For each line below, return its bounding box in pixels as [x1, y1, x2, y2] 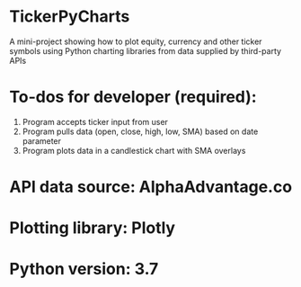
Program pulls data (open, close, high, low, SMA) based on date [22, 126, 259, 137]
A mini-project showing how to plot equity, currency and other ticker [9, 36, 262, 47]
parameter [22, 135, 61, 146]
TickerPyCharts [9, 6, 130, 27]
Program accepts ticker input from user [22, 116, 169, 127]
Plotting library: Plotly [9, 218, 176, 238]
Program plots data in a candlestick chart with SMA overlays [22, 145, 246, 156]
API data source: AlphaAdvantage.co [9, 177, 293, 197]
